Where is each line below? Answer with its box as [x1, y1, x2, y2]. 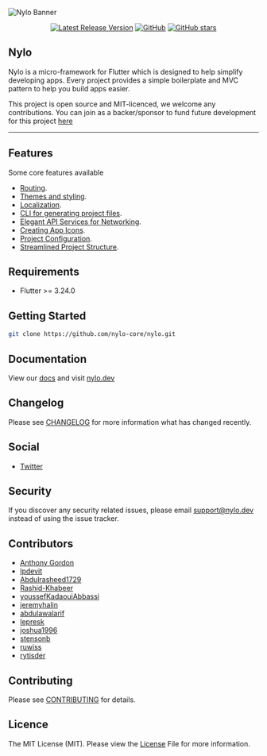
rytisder [19, 651, 46, 661]
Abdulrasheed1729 [19, 575, 82, 584]
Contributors [8, 537, 74, 550]
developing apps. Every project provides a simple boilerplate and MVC [8, 75, 239, 85]
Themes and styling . [19, 191, 87, 201]
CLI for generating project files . [19, 208, 122, 218]
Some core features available [8, 168, 104, 177]
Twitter [19, 461, 44, 471]
